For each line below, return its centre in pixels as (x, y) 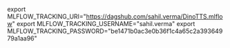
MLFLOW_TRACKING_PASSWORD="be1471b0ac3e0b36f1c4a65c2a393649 (115, 31)
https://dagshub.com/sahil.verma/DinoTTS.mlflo (154, 16)
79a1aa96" (22, 38)
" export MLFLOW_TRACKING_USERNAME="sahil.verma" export (104, 24)
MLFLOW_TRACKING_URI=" (47, 16)
